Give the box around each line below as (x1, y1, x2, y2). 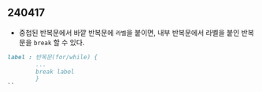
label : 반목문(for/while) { (7, 53, 98, 61)
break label (35, 68, 76, 76)
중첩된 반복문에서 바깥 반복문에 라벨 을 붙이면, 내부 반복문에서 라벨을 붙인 (18, 27, 240, 37)
